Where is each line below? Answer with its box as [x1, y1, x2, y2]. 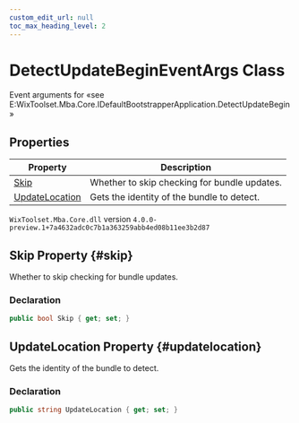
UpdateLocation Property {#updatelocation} [9, 339, 262, 354]
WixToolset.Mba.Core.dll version [9, 214, 132, 225]
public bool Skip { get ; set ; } [9, 315, 130, 324]
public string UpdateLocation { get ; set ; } [9, 405, 178, 415]
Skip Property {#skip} [9, 247, 133, 263]
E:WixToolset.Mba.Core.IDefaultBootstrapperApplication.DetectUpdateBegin [9, 99, 291, 110]
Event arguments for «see [9, 90, 105, 100]
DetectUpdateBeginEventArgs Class [9, 60, 286, 81]
